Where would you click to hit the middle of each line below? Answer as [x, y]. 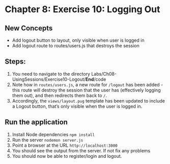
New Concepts [29, 28]
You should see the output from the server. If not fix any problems [81, 150]
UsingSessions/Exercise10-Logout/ [49, 79]
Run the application [36, 122]
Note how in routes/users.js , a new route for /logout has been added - [88, 84]
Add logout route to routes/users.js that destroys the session [76, 46]
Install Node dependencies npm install [53, 134]
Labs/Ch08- [104, 74]
